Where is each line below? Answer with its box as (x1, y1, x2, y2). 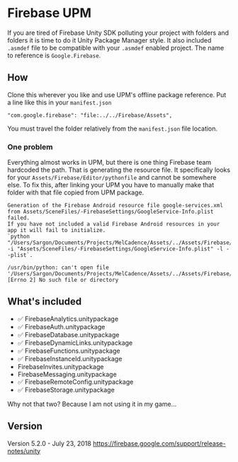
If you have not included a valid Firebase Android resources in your (7, 221, 220, 228)
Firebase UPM (7, 5, 92, 21)
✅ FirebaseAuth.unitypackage (17, 322, 106, 331)
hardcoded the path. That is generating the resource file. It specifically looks (7, 165, 231, 175)
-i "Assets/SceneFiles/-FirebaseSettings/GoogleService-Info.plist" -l (7, 246, 223, 253)
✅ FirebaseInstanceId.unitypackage (17, 354, 123, 363)
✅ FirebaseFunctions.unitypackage (17, 346, 120, 355)
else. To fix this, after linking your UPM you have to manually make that (7, 181, 215, 189)
